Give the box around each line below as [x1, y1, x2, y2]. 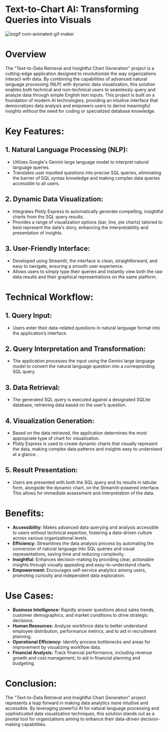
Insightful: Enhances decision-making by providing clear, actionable [12, 556, 154, 562]
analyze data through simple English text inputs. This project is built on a [5, 92, 155, 98]
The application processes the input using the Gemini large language [12, 358, 155, 364]
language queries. [12, 164, 50, 170]
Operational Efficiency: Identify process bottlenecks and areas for [12, 638, 151, 645]
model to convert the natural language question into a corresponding [12, 363, 155, 370]
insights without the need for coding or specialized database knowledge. [5, 108, 155, 114]
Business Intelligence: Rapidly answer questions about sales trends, [12, 607, 155, 613]
